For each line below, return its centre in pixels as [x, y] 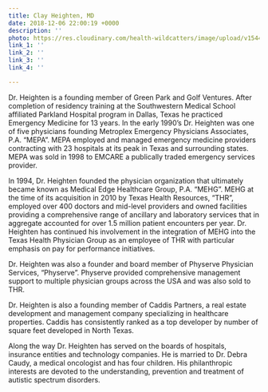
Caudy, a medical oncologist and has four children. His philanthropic [120, 362]
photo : [19, 38]
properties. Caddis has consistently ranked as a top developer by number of [133, 322]
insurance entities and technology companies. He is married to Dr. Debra [128, 354]
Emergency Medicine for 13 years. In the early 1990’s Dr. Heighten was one [132, 123]
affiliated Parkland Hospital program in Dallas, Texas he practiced [116, 114]
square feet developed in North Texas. [71, 330]
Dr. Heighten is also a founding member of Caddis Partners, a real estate [128, 305]
